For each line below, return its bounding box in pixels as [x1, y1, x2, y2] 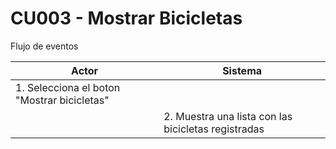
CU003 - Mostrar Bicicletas [10, 7, 243, 30]
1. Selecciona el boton [15, 80, 121, 94]
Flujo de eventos [10, 40, 79, 52]
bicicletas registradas [163, 122, 265, 136]
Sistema [222, 63, 263, 77]
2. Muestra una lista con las [163, 109, 293, 123]
